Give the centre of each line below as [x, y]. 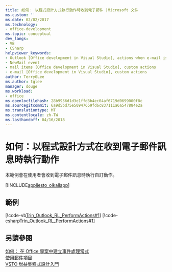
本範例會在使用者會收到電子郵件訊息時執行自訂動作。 [61, 174]
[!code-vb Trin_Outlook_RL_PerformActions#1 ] [53, 215]
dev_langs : [17, 39]
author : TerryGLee [25, 77]
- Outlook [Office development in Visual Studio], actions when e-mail [83, 58]
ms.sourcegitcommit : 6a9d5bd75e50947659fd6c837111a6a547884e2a [74, 106]
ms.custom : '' [20, 15]
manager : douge [21, 86]
